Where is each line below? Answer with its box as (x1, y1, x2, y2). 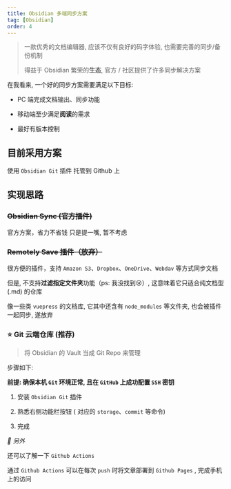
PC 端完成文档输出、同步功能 (17, 95, 100, 104)
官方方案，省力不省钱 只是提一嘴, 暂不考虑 (7, 228, 128, 236)
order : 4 (7, 23, 32, 30)
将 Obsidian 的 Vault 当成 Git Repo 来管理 (23, 349, 141, 357)
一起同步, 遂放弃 (7, 311, 53, 319)
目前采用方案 (7, 146, 62, 159)
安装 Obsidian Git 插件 (17, 393, 83, 401)
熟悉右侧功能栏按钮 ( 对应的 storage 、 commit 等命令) (17, 407, 165, 416)
